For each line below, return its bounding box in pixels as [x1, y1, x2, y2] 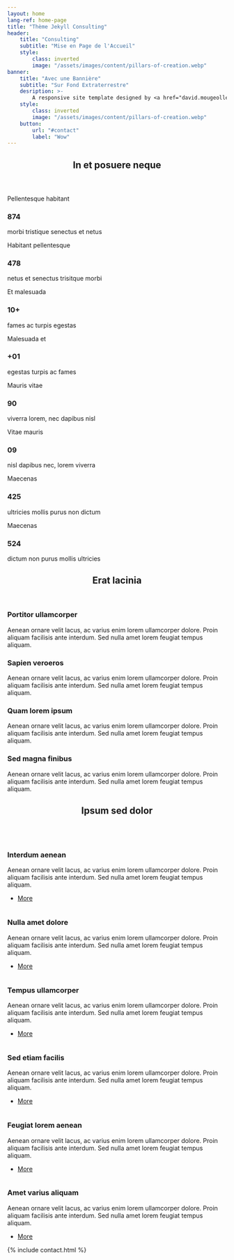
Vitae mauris [7, 428, 44, 436]
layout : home [7, 10, 45, 17]
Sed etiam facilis [7, 1052, 65, 1062]
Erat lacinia [92, 575, 142, 586]
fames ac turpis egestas [7, 321, 77, 329]
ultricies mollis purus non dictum [7, 508, 101, 516]
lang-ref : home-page [7, 17, 68, 24]
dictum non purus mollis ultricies [7, 554, 101, 563]
